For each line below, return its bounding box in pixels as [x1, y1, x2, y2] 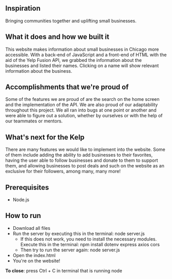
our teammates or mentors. [5, 118, 63, 124]
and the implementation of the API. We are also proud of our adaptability [5, 102, 158, 108]
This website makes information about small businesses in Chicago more [5, 46, 159, 52]
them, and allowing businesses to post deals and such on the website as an [5, 163, 165, 169]
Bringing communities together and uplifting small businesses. [5, 17, 137, 24]
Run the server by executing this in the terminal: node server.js [12, 230, 145, 237]
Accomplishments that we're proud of [5, 83, 129, 92]
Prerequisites [5, 183, 49, 191]
